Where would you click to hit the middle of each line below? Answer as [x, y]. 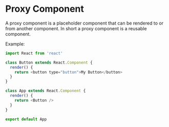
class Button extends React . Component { [49, 62]
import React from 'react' [34, 53]
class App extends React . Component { [46, 91]
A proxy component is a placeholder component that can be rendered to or [84, 23]
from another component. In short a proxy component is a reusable [76, 28]
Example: [15, 44]
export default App [26, 119]
